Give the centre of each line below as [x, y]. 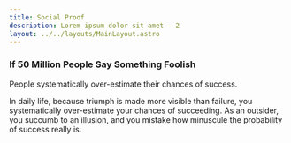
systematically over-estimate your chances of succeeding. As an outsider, [144, 110]
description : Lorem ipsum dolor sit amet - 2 [94, 26]
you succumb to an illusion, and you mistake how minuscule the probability [146, 119]
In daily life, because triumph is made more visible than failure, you [131, 101]
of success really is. [46, 129]
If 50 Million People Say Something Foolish [103, 64]
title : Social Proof [47, 17]
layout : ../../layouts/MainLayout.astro [85, 34]
